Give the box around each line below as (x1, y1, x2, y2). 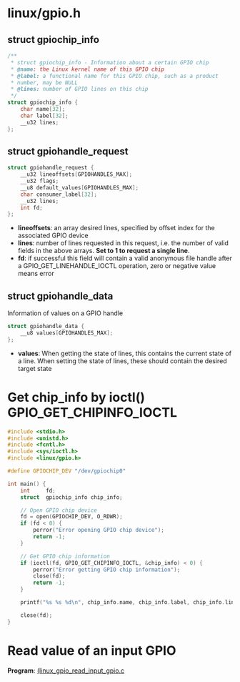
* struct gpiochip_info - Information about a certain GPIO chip (10, 59, 209, 66)
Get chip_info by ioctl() (7, 389, 145, 405)
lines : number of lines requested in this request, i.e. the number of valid (17, 239, 229, 247)
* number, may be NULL (10, 79, 79, 87)
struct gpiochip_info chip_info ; (20, 493, 123, 501)
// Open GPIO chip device (20, 506, 98, 514)
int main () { (7, 480, 46, 488)
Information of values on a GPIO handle (7, 309, 124, 317)
